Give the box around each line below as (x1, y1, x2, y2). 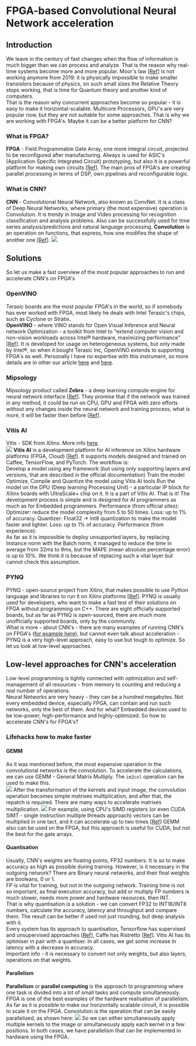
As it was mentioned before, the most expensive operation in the (6, 760, 162, 767)
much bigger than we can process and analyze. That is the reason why (6, 61, 177, 68)
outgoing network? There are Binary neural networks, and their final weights (6, 869, 190, 876)
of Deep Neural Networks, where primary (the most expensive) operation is (6, 204, 188, 211)
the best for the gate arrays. (6, 830, 74, 838)
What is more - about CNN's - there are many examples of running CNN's (6, 623, 184, 630)
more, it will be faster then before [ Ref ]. (6, 411, 101, 419)
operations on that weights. (6, 956, 72, 963)
